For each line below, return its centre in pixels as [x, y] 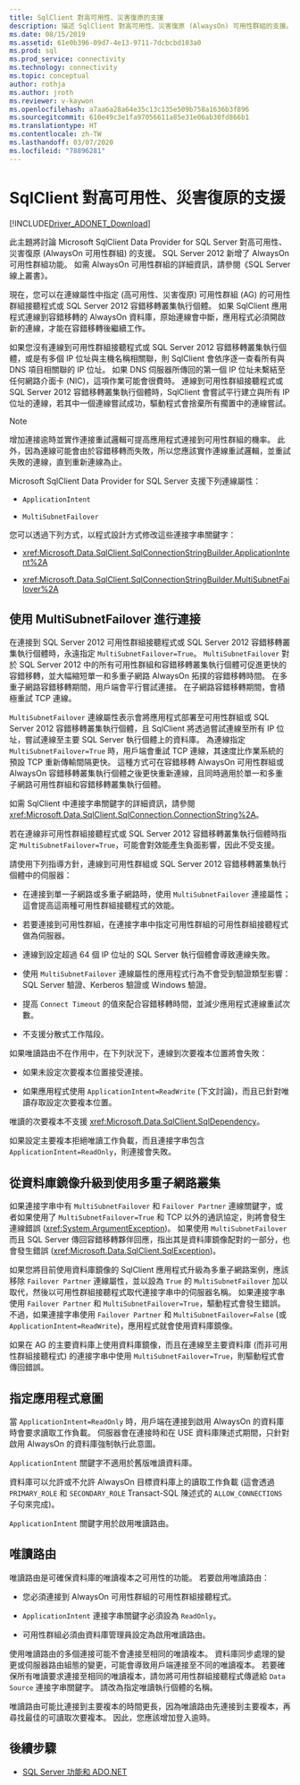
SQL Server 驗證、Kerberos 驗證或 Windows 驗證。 [117, 985]
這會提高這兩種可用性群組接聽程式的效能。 [100, 905]
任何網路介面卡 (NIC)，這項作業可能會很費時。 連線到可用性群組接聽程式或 [146, 381]
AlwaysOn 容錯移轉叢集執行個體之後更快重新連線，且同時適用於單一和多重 [146, 773]
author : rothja [37, 84]
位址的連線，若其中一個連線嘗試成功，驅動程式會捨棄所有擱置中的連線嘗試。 [150, 403]
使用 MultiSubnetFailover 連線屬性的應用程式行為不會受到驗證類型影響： [156, 974]
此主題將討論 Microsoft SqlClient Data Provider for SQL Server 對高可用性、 [148, 242]
